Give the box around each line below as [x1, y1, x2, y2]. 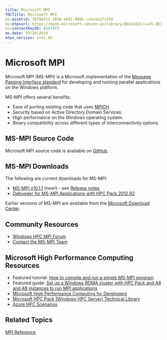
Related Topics [5, 316, 53, 324]
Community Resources [5, 220, 79, 229]
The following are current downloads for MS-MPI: [5, 175, 108, 181]
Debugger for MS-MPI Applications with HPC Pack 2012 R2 [12, 190, 135, 196]
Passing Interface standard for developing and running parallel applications [5, 79, 160, 85]
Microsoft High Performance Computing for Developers [12, 291, 127, 297]
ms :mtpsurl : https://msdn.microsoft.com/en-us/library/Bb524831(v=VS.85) [5, 21, 163, 27]
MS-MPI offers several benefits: [5, 94, 71, 100]
